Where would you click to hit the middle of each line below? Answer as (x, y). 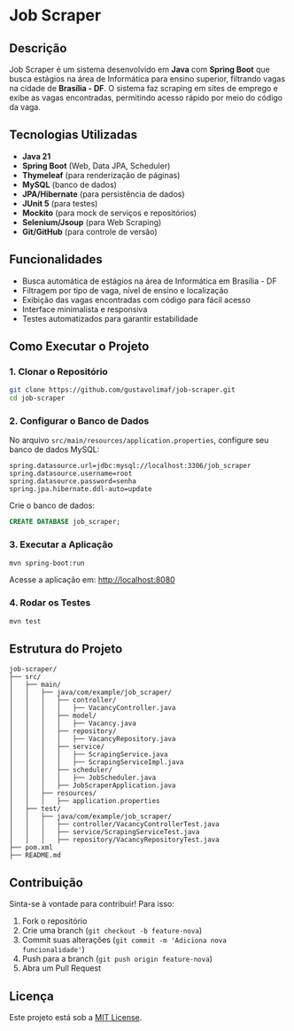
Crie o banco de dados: (52, 505)
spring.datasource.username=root (71, 474)
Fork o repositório (54, 921)
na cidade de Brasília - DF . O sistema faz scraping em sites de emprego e (144, 88)
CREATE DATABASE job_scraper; (65, 522)
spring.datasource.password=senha (73, 481)
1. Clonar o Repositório (58, 371)
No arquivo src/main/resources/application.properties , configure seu (139, 441)
